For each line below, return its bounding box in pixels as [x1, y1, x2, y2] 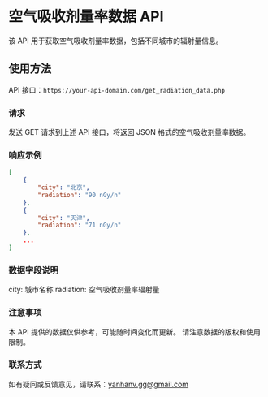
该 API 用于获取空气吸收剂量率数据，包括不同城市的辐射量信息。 [8, 36, 223, 45]
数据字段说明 [8, 265, 59, 276]
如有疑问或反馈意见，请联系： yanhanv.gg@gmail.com [8, 379, 189, 389]
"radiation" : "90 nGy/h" [37, 191, 122, 199]
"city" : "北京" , [37, 183, 90, 192]
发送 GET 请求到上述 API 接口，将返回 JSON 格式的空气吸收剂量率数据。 [8, 127, 251, 137]
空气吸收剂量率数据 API [8, 7, 164, 26]
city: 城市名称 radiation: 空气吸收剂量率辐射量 [8, 285, 160, 295]
